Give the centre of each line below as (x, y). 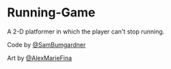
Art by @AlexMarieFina (40, 58)
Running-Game (51, 13)
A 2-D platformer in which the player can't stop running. (86, 31)
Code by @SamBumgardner (47, 44)
